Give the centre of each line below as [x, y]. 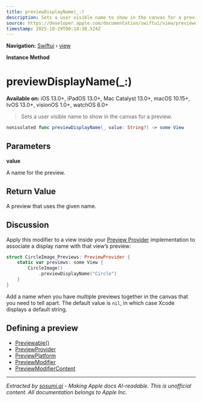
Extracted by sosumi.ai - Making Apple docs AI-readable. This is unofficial [99, 386]
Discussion [28, 225]
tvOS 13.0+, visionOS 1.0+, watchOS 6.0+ [57, 105]
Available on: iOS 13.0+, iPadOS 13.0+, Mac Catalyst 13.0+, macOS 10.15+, [98, 99]
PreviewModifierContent [45, 368]
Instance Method [28, 57]
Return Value [31, 191]
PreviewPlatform [35, 356]
